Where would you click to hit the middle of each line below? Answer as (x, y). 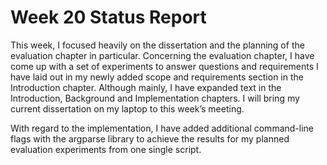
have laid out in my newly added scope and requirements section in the (157, 77)
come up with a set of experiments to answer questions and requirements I (164, 66)
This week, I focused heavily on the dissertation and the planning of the (157, 45)
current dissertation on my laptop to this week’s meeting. (127, 108)
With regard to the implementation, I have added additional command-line (162, 128)
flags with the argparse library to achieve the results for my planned (150, 138)
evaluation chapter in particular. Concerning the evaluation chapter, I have (162, 55)
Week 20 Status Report (108, 17)
